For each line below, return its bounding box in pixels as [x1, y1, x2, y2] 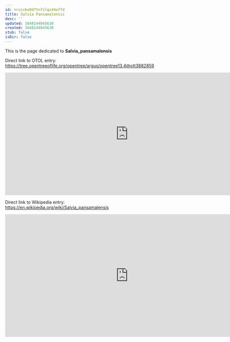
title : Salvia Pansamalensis [5, 12, 65, 17]
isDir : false [5, 35, 32, 40]
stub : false [5, 30, 29, 35]
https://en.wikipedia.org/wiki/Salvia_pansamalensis [5, 204, 109, 210]
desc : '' [5, 16, 23, 21]
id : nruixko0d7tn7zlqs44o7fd [5, 7, 65, 12]
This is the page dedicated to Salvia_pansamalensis [5, 48, 112, 54]
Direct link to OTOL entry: [5, 57, 57, 63]
